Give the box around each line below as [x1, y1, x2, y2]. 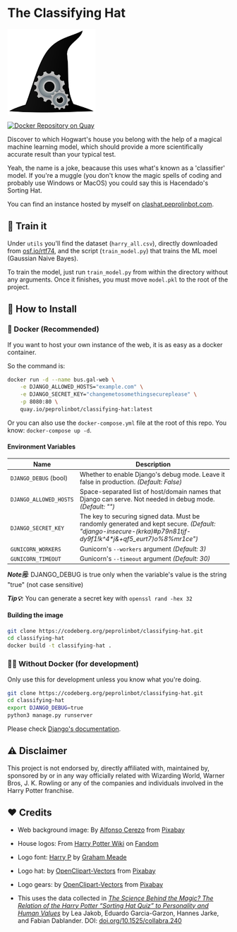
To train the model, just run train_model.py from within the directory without [7, 267, 229, 276]
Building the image [7, 611, 63, 619]
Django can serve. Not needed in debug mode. [80, 495, 215, 504]
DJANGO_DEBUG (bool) [10, 474, 68, 483]
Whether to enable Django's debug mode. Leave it [80, 470, 226, 478]
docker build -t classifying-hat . [7, 642, 112, 650]
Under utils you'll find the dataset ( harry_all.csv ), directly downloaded [7, 238, 218, 248]
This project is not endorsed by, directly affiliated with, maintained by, [7, 763, 209, 772]
